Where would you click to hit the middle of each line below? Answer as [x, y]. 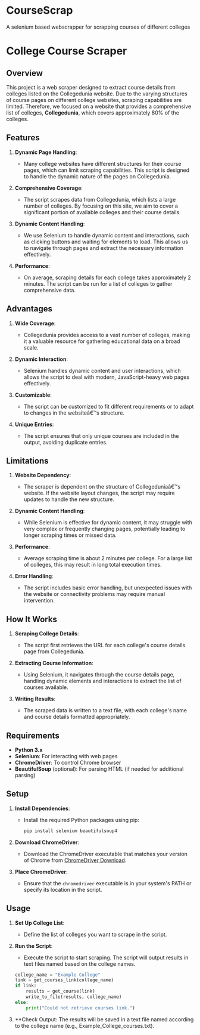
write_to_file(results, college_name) [74, 997]
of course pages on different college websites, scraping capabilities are [94, 100]
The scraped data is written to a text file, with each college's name [105, 710]
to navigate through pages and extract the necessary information [103, 248]
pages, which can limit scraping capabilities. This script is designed [106, 170]
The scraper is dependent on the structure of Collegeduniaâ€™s [102, 487]
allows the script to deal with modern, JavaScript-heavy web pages [106, 377]
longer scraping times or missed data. [70, 535]
